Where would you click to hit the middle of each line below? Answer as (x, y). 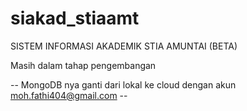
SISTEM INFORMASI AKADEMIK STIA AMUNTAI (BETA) (124, 46)
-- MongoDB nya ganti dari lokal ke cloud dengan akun (123, 84)
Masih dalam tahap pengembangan (83, 65)
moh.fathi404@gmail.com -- (69, 95)
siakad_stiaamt (75, 18)
